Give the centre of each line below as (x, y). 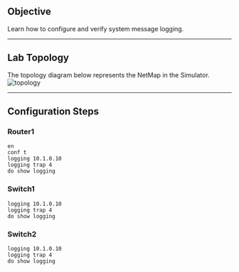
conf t (17, 153)
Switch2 (22, 234)
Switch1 (21, 189)
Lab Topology (38, 58)
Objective (30, 12)
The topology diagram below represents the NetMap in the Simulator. (108, 75)
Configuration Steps (53, 112)
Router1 (21, 131)
